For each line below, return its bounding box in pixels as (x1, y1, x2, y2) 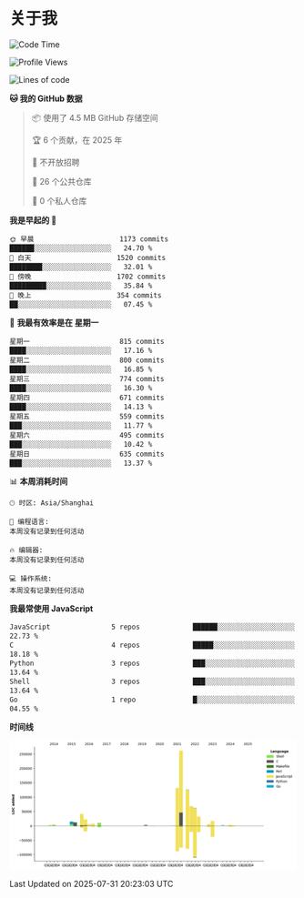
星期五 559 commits (9, 411, 165, 421)
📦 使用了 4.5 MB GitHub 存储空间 (31, 112, 159, 123)
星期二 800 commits (9, 356, 165, 365)
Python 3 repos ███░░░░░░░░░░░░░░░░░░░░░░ (9, 659, 296, 668)
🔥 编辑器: (9, 545, 44, 555)
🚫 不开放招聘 (31, 156, 80, 167)
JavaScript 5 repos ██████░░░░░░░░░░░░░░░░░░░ (9, 622, 296, 631)
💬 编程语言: (9, 517, 50, 526)
